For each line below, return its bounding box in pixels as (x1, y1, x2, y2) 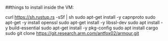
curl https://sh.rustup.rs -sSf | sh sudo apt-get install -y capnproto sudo (5, 14, 156, 20)
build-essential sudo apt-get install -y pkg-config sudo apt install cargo (9, 25, 158, 31)
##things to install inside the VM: (5, 5, 74, 10)
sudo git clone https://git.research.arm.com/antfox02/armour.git (5, 30, 140, 36)
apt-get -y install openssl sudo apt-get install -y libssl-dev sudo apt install (5, 20, 160, 25)
